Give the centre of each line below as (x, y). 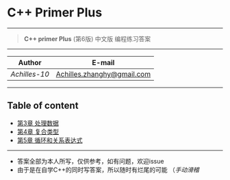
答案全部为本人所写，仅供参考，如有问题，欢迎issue (90, 161)
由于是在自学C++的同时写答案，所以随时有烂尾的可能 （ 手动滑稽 (108, 170)
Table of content (43, 106)
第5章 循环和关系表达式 (50, 140)
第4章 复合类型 (38, 131)
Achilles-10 (30, 74)
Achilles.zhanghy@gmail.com (103, 74)
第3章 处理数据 (38, 123)
